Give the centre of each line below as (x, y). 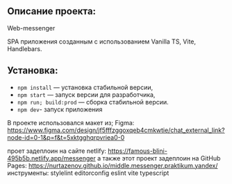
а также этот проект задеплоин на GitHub (159, 158)
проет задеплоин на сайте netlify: (57, 151)
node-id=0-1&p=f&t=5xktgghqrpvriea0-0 (66, 137)
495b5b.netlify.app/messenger (51, 158)
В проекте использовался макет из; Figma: (71, 122)
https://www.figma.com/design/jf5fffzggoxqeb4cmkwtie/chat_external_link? (116, 130)
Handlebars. (25, 48)
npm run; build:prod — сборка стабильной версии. (93, 102)
